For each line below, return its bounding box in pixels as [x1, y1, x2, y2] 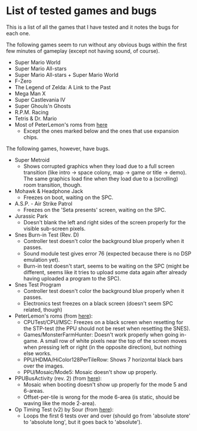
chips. [23, 133, 39, 140]
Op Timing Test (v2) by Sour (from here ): [14, 406, 113, 413]
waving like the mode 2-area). [23, 399, 96, 406]
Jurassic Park [14, 213, 48, 220]
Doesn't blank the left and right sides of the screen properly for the [23, 218, 186, 225]
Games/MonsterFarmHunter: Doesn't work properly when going [23, 331, 179, 338]
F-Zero [14, 78, 32, 85]
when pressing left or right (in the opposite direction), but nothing [23, 344, 182, 351]
